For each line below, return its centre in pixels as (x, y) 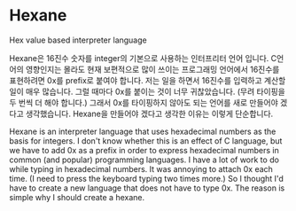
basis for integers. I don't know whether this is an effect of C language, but (146, 141)
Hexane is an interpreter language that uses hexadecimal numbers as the (143, 131)
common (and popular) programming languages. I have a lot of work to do (144, 160)
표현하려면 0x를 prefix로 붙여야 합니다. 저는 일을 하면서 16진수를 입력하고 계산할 (148, 80)
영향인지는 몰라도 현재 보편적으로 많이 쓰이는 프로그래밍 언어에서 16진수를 (152, 69)
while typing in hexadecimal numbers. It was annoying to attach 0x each (141, 168)
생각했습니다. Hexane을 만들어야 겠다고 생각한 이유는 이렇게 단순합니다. (149, 113)
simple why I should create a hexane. (77, 197)
